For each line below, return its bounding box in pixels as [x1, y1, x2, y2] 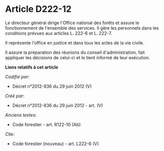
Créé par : [5, 93, 25, 99]
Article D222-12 [5, 3, 72, 15]
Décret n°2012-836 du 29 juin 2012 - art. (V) [12, 102, 103, 108]
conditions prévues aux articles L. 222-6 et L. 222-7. [5, 30, 112, 36]
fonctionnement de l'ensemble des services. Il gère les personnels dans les [5, 25, 160, 31]
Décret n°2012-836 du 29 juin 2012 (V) [12, 83, 92, 89]
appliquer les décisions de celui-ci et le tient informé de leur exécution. [5, 54, 150, 60]
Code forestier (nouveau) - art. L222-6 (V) [12, 141, 99, 147]
